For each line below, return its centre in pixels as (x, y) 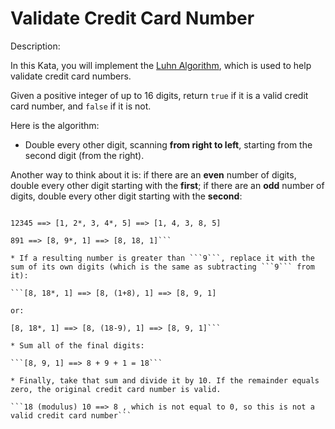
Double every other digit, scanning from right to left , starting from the (168, 144)
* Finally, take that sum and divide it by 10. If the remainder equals (165, 380)
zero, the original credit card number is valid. (116, 389)
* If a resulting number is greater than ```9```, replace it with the (162, 258)
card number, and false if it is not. (81, 106)
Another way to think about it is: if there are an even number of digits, (153, 174)
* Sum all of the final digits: (77, 345)
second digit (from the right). (84, 155)
